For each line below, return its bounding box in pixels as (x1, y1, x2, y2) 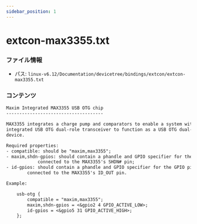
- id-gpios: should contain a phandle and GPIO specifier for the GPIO (6, 165, 185, 171)
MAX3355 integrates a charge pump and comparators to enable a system (6, 121, 182, 127)
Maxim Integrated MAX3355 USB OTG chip (6, 105, 104, 111)
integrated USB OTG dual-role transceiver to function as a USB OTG (6, 127, 177, 133)
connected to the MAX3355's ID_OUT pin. (27, 170, 127, 176)
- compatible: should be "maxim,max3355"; (6, 148, 111, 154)
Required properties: (6, 142, 59, 148)
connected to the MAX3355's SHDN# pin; (37, 159, 135, 165)
